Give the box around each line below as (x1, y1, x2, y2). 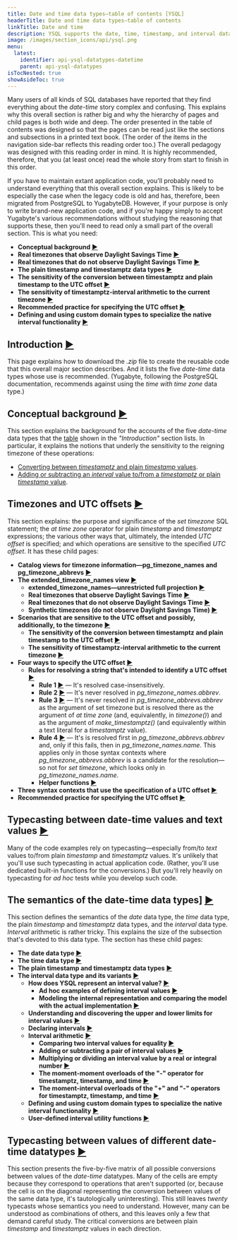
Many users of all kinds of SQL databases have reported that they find (7, 95, 212, 104)
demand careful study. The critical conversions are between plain (7, 1217, 198, 1226)
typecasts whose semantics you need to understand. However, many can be (7, 1202, 230, 1210)
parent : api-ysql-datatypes (20, 63, 102, 70)
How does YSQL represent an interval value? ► (28, 979, 169, 988)
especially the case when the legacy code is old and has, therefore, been (7, 191, 220, 200)
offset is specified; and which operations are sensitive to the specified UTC (7, 539, 226, 548)
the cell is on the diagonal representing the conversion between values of (7, 1187, 221, 1195)
